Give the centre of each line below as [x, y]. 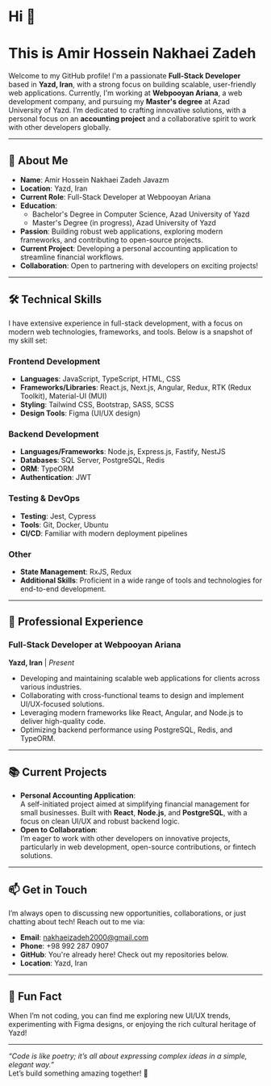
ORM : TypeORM [47, 469]
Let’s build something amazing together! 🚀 [78, 1073]
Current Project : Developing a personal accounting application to [129, 248]
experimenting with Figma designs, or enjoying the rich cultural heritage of [132, 1025]
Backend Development [54, 434]
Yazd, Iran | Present [42, 663]
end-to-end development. [63, 588]
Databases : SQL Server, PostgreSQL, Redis [92, 461]
